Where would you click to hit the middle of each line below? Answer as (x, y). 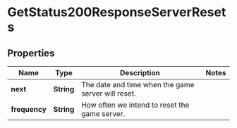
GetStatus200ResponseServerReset (117, 12)
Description (140, 73)
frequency (29, 109)
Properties (31, 53)
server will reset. (108, 94)
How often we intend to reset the (135, 105)
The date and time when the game (138, 85)
